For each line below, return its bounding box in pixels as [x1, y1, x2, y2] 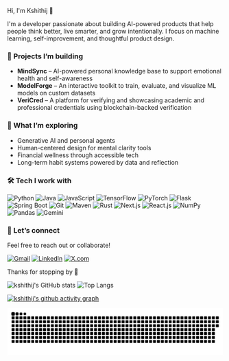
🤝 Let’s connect [7, 225, 60, 235]
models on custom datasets [16, 89, 96, 97]
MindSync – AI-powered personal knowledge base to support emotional [16, 67, 221, 75]
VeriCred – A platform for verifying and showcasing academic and [16, 96, 204, 104]
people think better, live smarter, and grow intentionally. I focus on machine [7, 27, 219, 35]
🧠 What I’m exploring [7, 121, 78, 130]
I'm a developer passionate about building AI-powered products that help [7, 20, 214, 27]
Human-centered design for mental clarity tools [16, 143, 152, 152]
